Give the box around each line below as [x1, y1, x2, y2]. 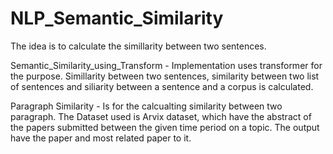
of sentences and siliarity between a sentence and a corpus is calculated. [10, 80, 314, 92]
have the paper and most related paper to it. [10, 132, 192, 144]
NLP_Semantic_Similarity [10, 7, 224, 30]
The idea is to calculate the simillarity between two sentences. [10, 40, 267, 52]
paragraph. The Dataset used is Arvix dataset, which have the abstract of [10, 110, 312, 122]
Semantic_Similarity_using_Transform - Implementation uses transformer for [10, 59, 323, 71]
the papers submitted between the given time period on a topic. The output [10, 121, 320, 133]
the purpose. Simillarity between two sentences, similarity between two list [10, 70, 320, 82]
